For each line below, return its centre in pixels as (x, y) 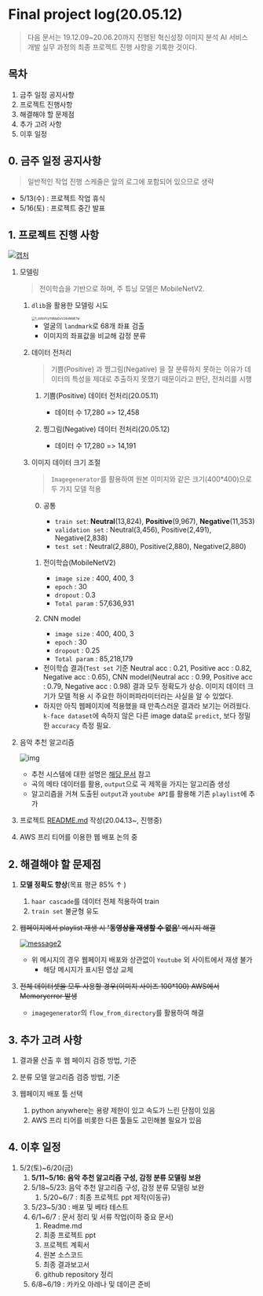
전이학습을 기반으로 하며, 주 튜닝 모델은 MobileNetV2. (122, 289)
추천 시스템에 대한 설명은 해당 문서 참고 (91, 774)
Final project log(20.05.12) (95, 15)
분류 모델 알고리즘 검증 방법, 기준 (69, 1077)
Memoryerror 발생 (48, 996)
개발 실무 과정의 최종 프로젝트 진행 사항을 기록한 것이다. (112, 47)
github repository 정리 (78, 1274)
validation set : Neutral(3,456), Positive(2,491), (133, 530)
